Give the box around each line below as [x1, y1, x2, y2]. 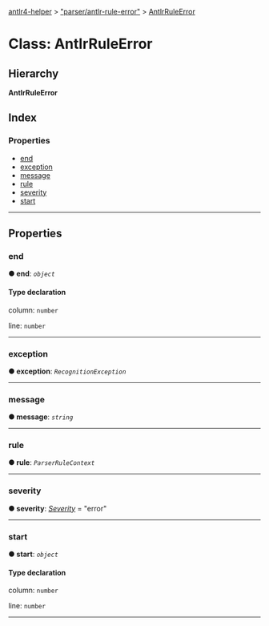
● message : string [8, 412, 74, 422]
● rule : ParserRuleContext [8, 458, 95, 467]
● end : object [8, 269, 55, 279]
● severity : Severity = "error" [8, 503, 107, 513]
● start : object [8, 549, 58, 559]
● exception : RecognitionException [8, 366, 126, 376]
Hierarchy [8, 67, 59, 80]
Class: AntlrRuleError [8, 35, 153, 53]
